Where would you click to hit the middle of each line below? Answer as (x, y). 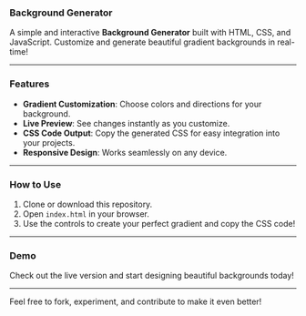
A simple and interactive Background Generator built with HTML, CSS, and (150, 33)
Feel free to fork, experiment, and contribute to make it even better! (136, 301)
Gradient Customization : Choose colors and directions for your (142, 104)
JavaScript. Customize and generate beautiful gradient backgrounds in (143, 42)
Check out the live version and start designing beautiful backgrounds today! (152, 276)
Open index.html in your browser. (86, 214)
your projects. (49, 142)
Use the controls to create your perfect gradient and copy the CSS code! (159, 223)
